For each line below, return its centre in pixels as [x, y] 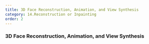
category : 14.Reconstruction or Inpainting [51, 14]
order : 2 [14, 19]
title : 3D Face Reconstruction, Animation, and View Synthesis [72, 10]
